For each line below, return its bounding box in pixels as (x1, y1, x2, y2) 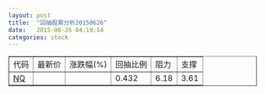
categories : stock (8, 33, 69, 42)
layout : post (8, 11, 51, 20)
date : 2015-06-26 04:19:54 (8, 26, 104, 34)
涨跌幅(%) (69, 60, 108, 70)
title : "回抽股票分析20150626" (8, 19, 108, 27)
